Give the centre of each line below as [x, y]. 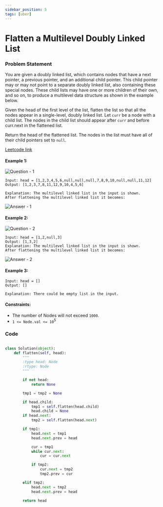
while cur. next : [48, 451]
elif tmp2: [34, 483]
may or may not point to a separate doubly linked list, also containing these [81, 85]
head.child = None [50, 411]
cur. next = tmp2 [56, 469]
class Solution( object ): [30, 348]
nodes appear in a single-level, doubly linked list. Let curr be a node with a [80, 115]
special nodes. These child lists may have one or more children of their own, [82, 90]
